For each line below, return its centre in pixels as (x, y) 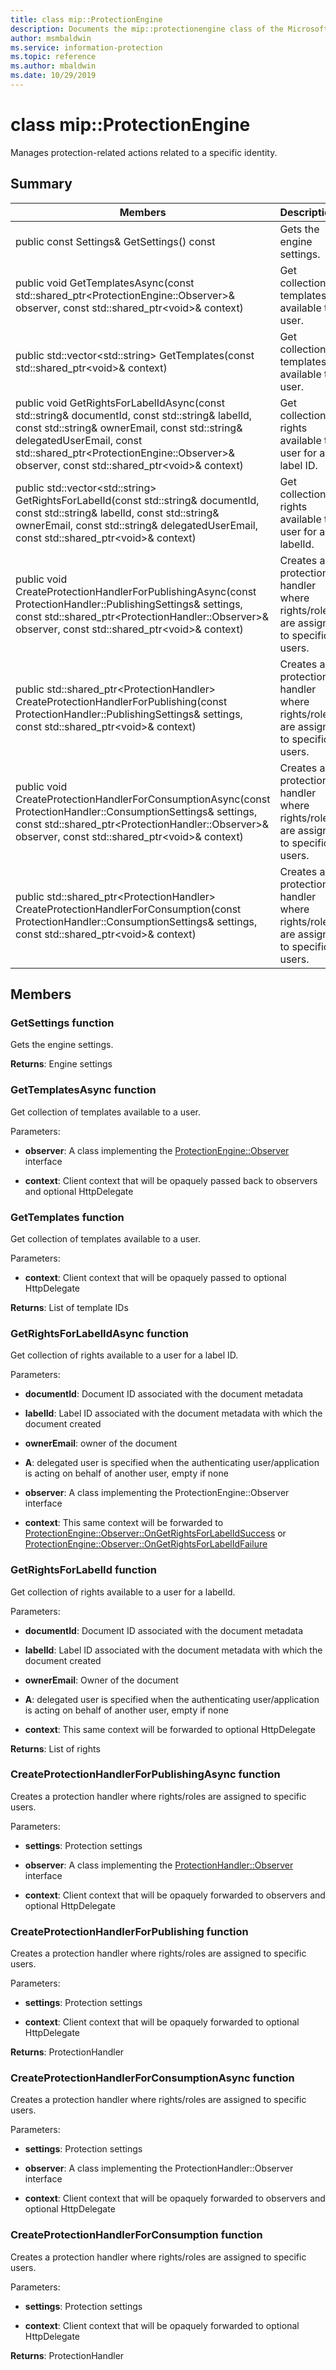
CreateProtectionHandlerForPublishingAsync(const (136, 591)
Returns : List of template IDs (69, 1307)
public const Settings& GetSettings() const (115, 241)
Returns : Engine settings (61, 1064)
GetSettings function (62, 1023)
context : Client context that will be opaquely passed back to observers (171, 1180)
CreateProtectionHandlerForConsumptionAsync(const (143, 799)
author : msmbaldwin (51, 38)
